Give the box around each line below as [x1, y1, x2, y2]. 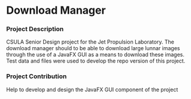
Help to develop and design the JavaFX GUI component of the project [6, 86, 178, 93]
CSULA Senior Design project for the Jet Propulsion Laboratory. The [6, 38, 175, 45]
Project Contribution [6, 72, 67, 81]
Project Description [6, 25, 64, 33]
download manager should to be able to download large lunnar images [6, 45, 180, 52]
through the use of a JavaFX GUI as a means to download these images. [6, 51, 184, 58]
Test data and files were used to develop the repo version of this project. [6, 57, 186, 64]
